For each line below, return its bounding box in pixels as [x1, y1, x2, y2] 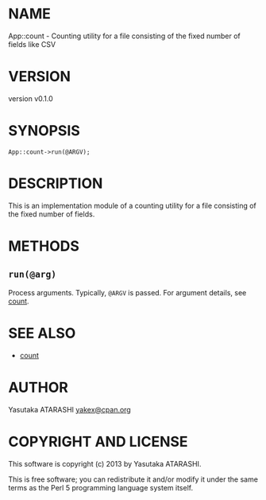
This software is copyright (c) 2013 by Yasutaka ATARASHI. [8, 459, 202, 468]
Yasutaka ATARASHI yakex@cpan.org [8, 404, 131, 414]
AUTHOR [8, 378, 69, 396]
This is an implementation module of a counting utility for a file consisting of [8, 201, 256, 210]
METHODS [8, 236, 79, 255]
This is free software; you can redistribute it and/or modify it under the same [8, 475, 258, 484]
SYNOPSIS [8, 122, 81, 140]
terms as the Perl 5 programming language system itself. [8, 482, 193, 492]
